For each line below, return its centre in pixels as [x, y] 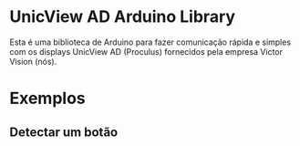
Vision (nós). [33, 61]
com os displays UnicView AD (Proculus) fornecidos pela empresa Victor [146, 51]
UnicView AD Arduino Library [122, 17]
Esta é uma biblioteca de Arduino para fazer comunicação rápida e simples [150, 42]
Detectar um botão [64, 132]
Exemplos [48, 99]
